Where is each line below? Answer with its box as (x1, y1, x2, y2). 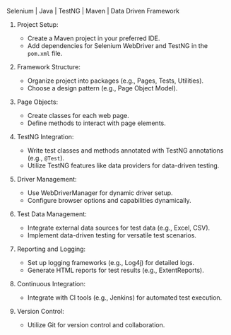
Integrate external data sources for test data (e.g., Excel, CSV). (27, 223, 211, 232)
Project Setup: (16, 20, 59, 28)
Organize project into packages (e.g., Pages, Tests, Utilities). (27, 76, 204, 85)
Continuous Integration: (16, 280, 86, 288)
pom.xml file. (27, 49, 63, 57)
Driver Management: (16, 175, 77, 183)
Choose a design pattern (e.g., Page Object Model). (27, 84, 178, 92)
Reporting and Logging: (16, 245, 86, 253)
